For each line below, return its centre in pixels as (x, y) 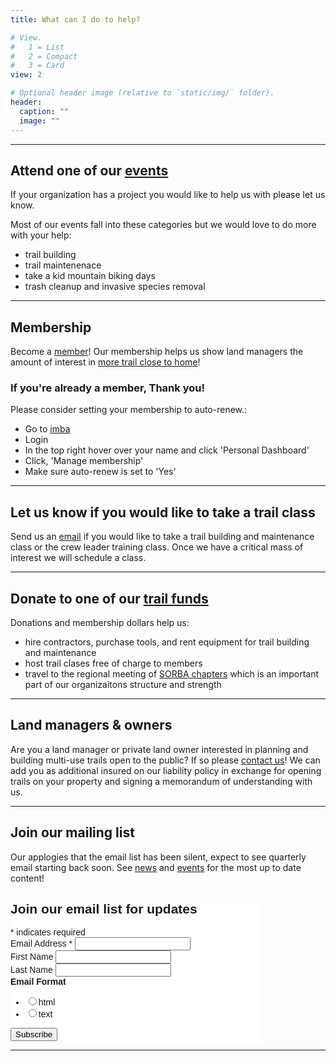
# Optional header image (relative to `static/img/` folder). (142, 93)
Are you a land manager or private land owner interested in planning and (159, 749)
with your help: (41, 235)
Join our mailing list (72, 832)
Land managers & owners (91, 725)
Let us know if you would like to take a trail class (163, 512)
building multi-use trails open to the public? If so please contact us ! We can (165, 760)
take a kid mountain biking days (90, 276)
